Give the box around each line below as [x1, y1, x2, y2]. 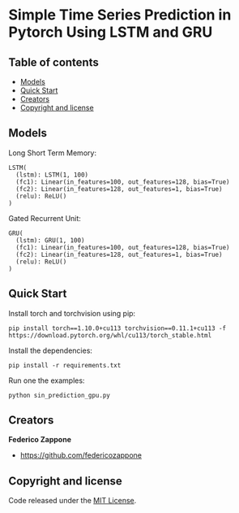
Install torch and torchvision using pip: [8, 308, 136, 318]
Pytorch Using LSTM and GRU [8, 23, 213, 41]
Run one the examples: [8, 376, 85, 385]
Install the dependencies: [8, 346, 93, 355]
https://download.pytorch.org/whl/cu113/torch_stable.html [8, 331, 212, 339]
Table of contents [8, 55, 99, 69]
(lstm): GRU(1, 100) [15, 236, 85, 245]
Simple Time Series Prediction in [8, 6, 232, 24]
